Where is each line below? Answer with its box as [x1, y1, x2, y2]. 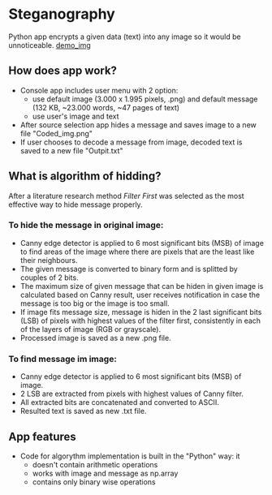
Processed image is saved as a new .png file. [19, 333, 172, 342]
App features [8, 429, 77, 443]
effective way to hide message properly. [8, 200, 144, 209]
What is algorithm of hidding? [8, 170, 162, 183]
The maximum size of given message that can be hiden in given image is [19, 281, 264, 291]
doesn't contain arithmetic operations [32, 459, 158, 469]
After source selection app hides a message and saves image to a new [19, 119, 257, 130]
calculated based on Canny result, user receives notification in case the [19, 290, 261, 299]
